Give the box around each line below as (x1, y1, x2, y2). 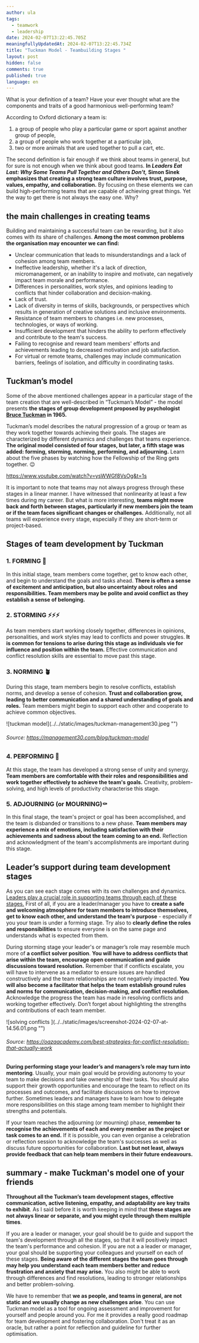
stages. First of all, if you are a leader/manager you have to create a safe (6, 900, 185, 907)
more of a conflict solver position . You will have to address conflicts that (6, 949, 188, 957)
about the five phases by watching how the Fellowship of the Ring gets (6, 454, 179, 462)
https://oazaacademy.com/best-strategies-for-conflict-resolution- (26, 1038, 189, 1045)
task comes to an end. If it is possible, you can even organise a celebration (6, 1132, 191, 1139)
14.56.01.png (6, 1025, 37, 1032)
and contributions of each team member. (6, 1007, 106, 1014)
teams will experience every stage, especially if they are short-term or (6, 515, 178, 522)
